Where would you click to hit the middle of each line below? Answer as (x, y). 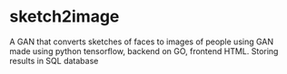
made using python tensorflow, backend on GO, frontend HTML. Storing (144, 51)
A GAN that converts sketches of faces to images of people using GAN (142, 42)
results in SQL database (54, 60)
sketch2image (64, 17)
